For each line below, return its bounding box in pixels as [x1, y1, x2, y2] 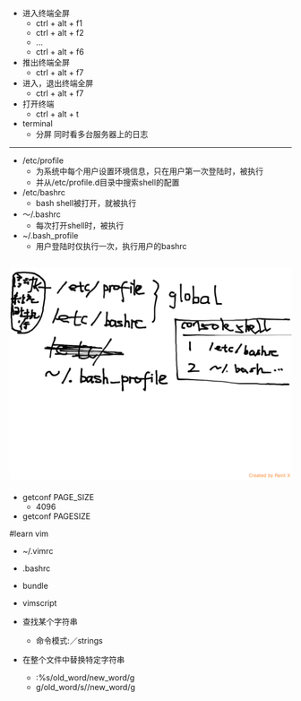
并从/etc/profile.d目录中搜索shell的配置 [35, 177, 180, 187]
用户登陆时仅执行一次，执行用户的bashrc [35, 241, 187, 251]
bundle [21, 580, 49, 591]
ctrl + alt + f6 [35, 47, 85, 56]
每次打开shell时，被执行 [35, 221, 125, 230]
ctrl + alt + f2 [35, 28, 85, 38]
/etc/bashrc [21, 187, 65, 197]
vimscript [21, 597, 57, 608]
